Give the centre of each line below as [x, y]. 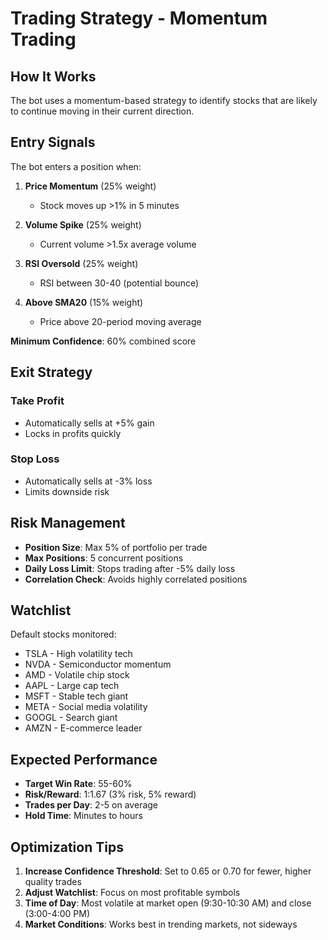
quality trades [53, 882]
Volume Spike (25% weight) [83, 224]
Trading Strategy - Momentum [139, 18]
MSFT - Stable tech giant [76, 696]
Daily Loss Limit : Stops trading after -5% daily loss [130, 568]
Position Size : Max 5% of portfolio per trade [116, 547]
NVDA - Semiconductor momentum [98, 664]
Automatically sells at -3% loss [88, 481]
